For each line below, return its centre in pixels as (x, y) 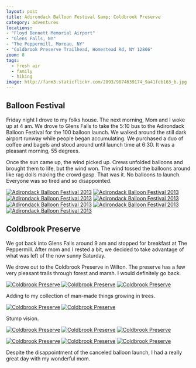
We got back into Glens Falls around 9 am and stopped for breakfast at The (97, 243)
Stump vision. (23, 318)
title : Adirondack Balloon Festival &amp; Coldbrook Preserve (83, 17)
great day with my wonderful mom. (48, 358)
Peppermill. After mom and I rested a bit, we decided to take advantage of (95, 249)
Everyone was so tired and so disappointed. (59, 180)
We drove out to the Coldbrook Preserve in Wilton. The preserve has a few (96, 267)
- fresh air (26, 66)
